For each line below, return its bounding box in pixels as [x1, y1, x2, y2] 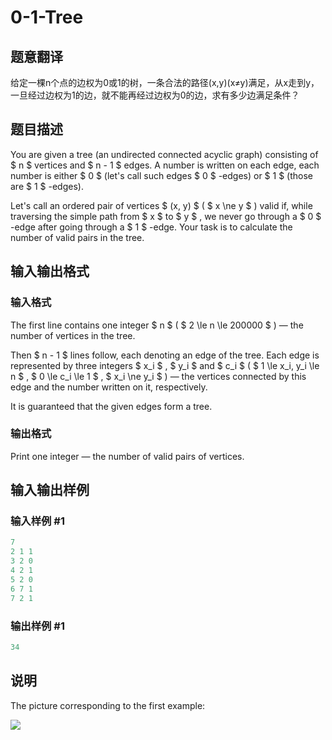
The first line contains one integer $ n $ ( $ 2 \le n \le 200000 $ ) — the [10, 319, 304, 331]
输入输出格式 [10, 263, 90, 280]
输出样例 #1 [10, 619, 65, 633]
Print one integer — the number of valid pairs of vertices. [10, 450, 245, 462]
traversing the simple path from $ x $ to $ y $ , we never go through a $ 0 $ [10, 210, 322, 222]
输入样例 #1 [10, 514, 65, 528]
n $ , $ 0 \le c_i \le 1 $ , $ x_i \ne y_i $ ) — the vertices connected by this [10, 370, 307, 382]
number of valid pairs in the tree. [10, 231, 145, 243]
